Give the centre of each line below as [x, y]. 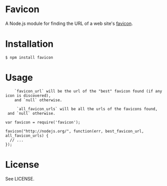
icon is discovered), [28, 96]
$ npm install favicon [29, 57]
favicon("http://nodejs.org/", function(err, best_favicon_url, [75, 131]
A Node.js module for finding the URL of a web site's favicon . [69, 23]
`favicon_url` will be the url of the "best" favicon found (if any [88, 91]
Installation [29, 44]
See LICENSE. [20, 178]
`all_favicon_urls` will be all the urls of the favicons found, [87, 109]
